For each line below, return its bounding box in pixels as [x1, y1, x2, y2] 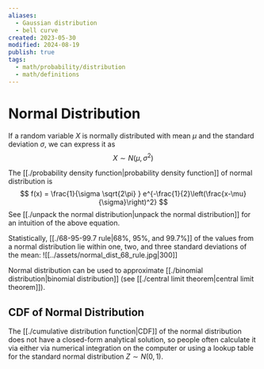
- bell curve [15, 26, 59, 34]
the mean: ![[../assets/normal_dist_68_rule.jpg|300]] [8, 250, 178, 260]
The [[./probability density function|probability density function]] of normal [8, 168, 253, 178]
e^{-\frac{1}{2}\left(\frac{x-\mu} [142, 189, 247, 199]
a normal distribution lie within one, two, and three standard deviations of [8, 242, 247, 252]
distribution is [8, 177, 53, 186]
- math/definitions [15, 70, 80, 78]
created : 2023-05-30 [8, 33, 77, 42]
